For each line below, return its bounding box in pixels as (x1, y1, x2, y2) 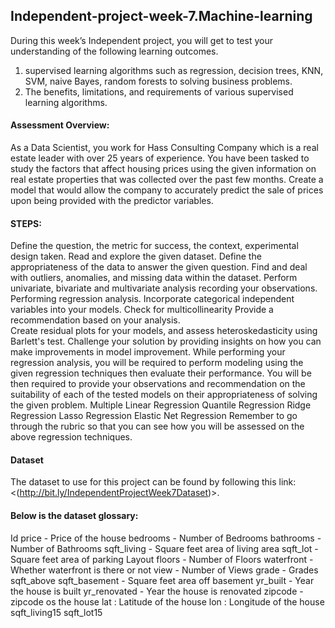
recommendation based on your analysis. (10, 314, 181, 326)
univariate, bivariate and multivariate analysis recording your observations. (10, 282, 318, 294)
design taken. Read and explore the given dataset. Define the (10, 250, 262, 263)
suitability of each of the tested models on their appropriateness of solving (10, 389, 318, 401)
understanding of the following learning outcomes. (10, 45, 219, 57)
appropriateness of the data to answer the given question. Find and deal (10, 261, 308, 273)
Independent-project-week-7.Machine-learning (10, 8, 313, 25)
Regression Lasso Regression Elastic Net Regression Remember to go (10, 410, 298, 422)
